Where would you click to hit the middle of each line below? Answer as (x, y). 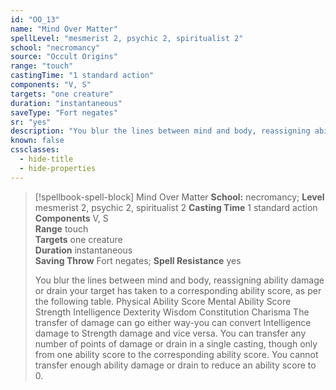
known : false (37, 141)
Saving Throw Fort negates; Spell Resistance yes (138, 260)
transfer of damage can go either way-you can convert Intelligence (173, 322)
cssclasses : (35, 150)
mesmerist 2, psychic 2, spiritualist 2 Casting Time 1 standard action (176, 207)
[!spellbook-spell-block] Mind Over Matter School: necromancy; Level (179, 197)
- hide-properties (58, 168)
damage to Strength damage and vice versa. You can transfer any (170, 333)
